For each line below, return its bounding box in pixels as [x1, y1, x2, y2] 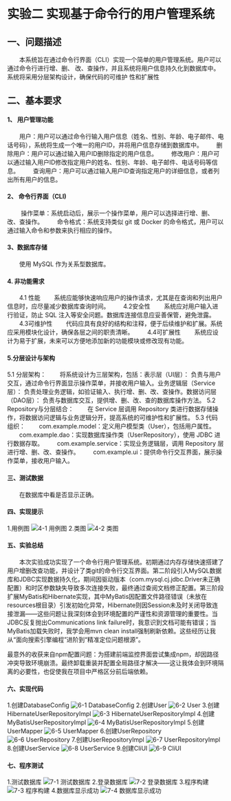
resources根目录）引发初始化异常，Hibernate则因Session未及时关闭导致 [7, 601, 212, 609]
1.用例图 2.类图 [7, 524, 87, 532]
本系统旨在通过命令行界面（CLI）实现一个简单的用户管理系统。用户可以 [19, 56, 221, 63]
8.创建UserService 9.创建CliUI [7, 744, 148, 753]
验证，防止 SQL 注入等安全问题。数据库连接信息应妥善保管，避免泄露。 [12, 311, 215, 319]
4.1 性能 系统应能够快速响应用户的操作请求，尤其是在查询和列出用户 [19, 294, 223, 302]
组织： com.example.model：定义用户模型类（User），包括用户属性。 [7, 422, 215, 431]
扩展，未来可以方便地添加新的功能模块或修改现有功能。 [30, 337, 188, 345]
